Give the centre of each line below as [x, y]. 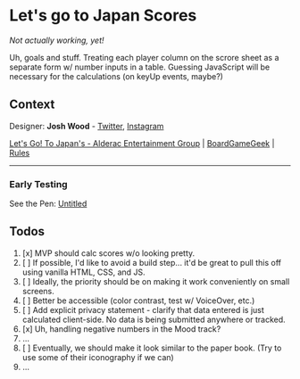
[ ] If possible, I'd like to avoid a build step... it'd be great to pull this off [151, 262]
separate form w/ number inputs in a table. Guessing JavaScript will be [140, 67]
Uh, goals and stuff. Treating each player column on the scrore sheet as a [144, 57]
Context [32, 105]
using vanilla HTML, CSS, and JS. [83, 272]
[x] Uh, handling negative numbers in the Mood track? [121, 329]
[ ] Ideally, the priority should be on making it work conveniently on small [156, 281]
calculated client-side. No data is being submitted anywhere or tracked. [154, 319]
